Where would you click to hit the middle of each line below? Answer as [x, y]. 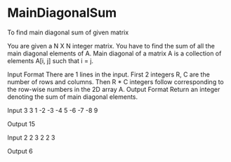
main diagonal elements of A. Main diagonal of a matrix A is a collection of [114, 53]
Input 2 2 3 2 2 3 [31, 137]
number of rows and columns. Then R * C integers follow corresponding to [116, 81]
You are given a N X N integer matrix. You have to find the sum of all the [111, 46]
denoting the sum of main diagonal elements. [73, 97]
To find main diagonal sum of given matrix [68, 32]
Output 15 [21, 123]
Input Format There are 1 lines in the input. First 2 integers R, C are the [109, 74]
